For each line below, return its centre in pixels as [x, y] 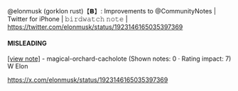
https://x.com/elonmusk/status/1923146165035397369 [88, 80]
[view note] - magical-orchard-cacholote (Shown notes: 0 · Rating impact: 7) [119, 59]
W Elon [18, 66]
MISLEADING [27, 43]
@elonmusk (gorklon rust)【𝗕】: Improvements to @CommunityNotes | [112, 11]
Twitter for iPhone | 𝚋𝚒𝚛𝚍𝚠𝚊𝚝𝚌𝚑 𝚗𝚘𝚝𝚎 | [67, 19]
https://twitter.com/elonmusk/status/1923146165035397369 [95, 27]
